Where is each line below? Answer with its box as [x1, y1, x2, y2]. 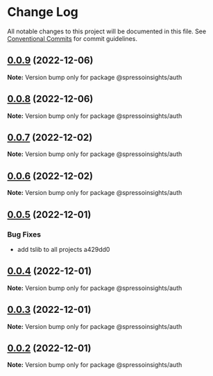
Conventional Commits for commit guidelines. [7, 34, 137, 42]
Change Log [7, 4, 78, 20]
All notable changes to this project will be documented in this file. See [7, 27, 207, 35]
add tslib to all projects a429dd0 [17, 245, 110, 253]
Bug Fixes [7, 230, 42, 239]
